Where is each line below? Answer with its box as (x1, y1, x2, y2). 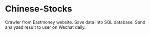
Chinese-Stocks (5, 3, 72, 14)
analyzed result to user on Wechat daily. (5, 24, 86, 30)
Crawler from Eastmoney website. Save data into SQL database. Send (5, 19, 146, 25)
